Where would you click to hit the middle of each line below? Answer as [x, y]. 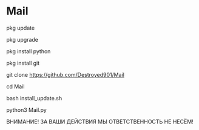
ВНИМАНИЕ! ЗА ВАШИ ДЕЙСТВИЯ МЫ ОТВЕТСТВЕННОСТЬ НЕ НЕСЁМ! [100, 122]
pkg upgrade [22, 39]
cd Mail [15, 86]
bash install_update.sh [34, 98]
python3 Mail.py [26, 109]
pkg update [21, 28]
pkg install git [23, 63]
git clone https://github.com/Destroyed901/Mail [65, 74]
